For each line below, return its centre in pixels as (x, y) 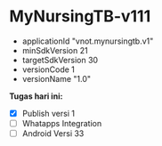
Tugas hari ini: (36, 96)
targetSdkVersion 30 (60, 60)
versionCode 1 (49, 69)
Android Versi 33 (53, 134)
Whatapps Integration (62, 123)
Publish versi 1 (49, 113)
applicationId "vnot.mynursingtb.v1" (88, 41)
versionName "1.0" (57, 78)
